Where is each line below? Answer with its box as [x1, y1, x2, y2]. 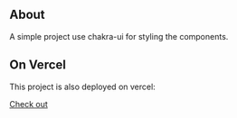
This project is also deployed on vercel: [9, 81, 156, 92]
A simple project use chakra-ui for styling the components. [9, 31, 229, 41]
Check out [9, 98, 48, 109]
